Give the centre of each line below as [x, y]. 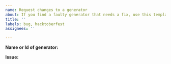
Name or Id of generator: [32, 47]
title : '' [16, 19]
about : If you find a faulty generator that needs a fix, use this [78, 15]
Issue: [12, 57]
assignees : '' [20, 29]
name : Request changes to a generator [46, 10]
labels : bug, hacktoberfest [35, 24]
